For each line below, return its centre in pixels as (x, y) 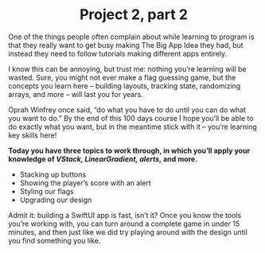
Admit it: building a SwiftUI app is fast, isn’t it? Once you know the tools (125, 215)
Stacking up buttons (53, 174)
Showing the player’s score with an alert (85, 183)
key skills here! (33, 135)
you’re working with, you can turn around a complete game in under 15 (124, 224)
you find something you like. (55, 240)
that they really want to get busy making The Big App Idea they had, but (126, 45)
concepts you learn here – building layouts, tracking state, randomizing (125, 86)
